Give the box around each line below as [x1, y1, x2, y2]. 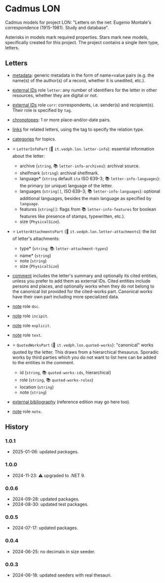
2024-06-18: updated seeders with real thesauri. [12, 572, 112, 578]
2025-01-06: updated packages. [12, 449, 79, 455]
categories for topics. [12, 136, 56, 142]
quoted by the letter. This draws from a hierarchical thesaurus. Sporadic [12, 349, 159, 355]
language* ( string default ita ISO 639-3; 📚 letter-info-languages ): [19, 175, 161, 181]
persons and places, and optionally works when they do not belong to [12, 283, 155, 289]
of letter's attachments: [12, 236, 60, 242]
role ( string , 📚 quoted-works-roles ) [19, 377, 94, 383]
